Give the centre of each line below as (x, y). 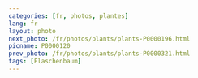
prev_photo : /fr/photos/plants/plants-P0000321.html (99, 54)
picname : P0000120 (39, 46)
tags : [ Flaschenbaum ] (45, 62)
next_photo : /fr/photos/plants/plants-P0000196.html (99, 39)
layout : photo (32, 31)
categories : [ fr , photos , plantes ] (69, 16)
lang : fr (23, 24)
